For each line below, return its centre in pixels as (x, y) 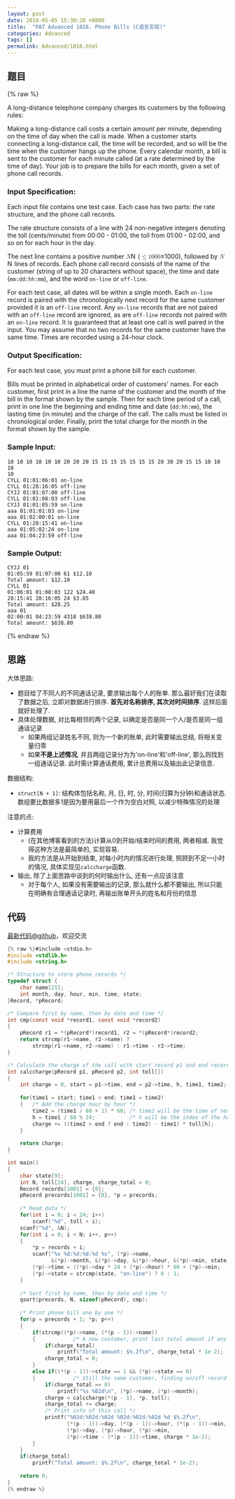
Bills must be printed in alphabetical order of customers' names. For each (113, 384)
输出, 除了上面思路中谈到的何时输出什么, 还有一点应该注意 (100, 876)
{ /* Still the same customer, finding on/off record (130, 1378)
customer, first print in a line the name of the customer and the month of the (116, 392)
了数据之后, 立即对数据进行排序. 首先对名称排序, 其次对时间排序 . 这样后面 (122, 701)
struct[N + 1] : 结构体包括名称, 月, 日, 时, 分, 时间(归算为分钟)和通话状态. (122, 793)
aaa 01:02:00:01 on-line (43, 517)
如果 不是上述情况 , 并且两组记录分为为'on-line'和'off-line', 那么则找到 (126, 754)
